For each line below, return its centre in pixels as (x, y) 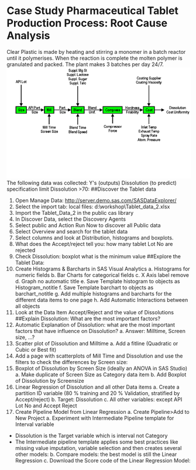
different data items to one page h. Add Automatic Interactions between (102, 300)
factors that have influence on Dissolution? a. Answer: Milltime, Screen (100, 331)
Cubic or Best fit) (36, 350)
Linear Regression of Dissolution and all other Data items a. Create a (97, 387)
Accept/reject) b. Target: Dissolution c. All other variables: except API (99, 400)
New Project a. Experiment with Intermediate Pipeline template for (94, 418)
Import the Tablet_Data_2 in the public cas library (74, 213)
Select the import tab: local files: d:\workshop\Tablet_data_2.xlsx (92, 207)
